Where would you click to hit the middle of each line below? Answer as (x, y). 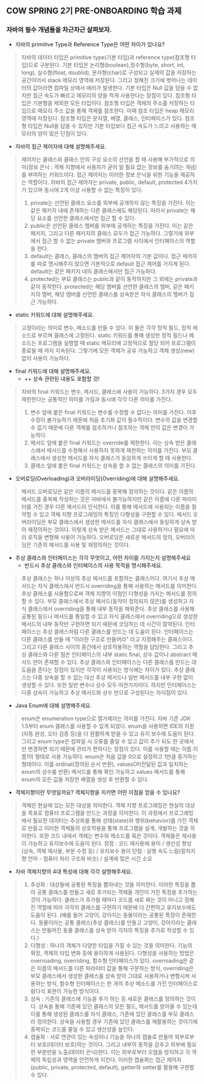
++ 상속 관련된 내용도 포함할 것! (62, 378)
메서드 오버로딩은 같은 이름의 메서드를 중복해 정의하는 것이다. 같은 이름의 (107, 491)
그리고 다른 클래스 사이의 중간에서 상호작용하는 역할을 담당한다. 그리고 (104, 647)
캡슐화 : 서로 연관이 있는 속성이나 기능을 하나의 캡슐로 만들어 (102, 1036)
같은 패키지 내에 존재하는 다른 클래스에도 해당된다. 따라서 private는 (110, 210)
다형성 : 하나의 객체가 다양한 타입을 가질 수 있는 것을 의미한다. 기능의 (111, 945)
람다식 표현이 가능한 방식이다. (65, 991)
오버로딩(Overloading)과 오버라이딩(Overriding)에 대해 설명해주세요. (97, 478)
